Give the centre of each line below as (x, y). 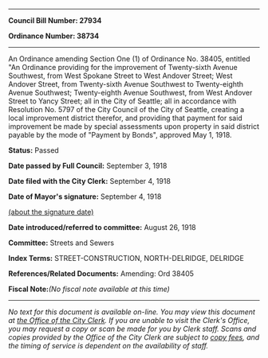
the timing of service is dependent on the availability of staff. (108, 346)
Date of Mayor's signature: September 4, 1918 (85, 197)
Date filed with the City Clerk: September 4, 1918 (90, 181)
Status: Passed (34, 150)
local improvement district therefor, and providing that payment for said (126, 118)
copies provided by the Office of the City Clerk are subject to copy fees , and (134, 337)
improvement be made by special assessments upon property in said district (134, 126)
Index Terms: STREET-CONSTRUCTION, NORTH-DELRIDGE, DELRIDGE (126, 258)
